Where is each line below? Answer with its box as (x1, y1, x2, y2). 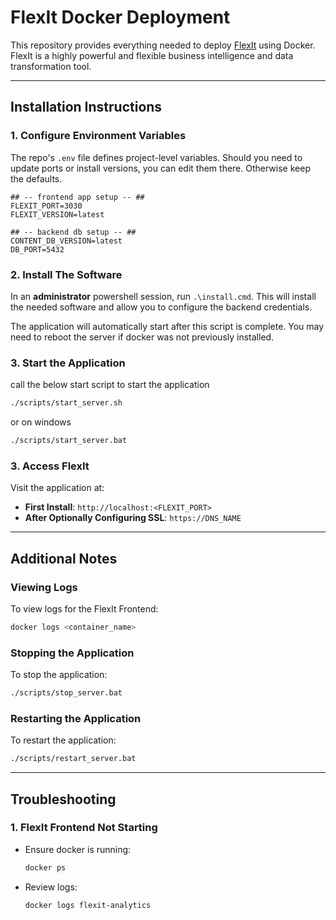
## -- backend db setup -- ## (10, 227, 137, 237)
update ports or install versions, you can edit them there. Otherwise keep (10, 162, 311, 174)
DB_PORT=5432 (10, 244, 65, 255)
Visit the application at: (10, 482, 105, 494)
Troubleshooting (10, 791, 117, 808)
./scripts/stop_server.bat (10, 688, 123, 698)
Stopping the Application (10, 646, 135, 660)
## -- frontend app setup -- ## (10, 192, 145, 202)
